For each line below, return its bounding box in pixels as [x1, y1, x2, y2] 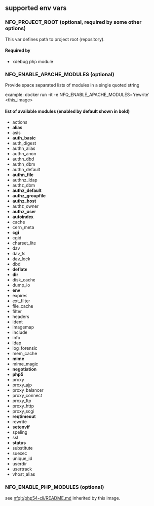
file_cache [12, 303, 34, 309]
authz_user [12, 209, 36, 215]
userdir [12, 461, 27, 467]
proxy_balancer [12, 387, 44, 393]
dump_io [12, 282, 31, 288]
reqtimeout [12, 414, 36, 419]
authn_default [12, 167, 40, 173]
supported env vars [5, 4, 67, 12]
